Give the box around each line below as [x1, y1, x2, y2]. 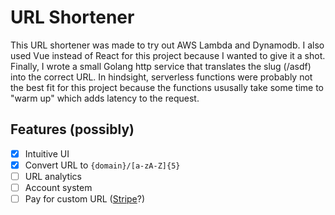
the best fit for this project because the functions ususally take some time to [10, 81, 325, 93]
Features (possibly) [10, 121, 135, 138]
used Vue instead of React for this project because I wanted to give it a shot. [10, 49, 326, 61]
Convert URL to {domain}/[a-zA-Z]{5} [24, 159, 181, 171]
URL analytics [24, 170, 82, 182]
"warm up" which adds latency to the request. [10, 92, 200, 104]
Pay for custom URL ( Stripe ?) [24, 193, 146, 205]
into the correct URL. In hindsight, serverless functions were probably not [10, 71, 313, 83]
